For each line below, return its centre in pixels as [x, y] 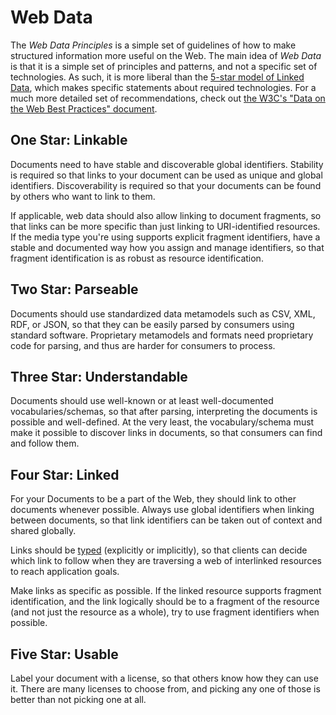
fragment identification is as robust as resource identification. [137, 258]
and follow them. [45, 443]
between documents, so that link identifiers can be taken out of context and [166, 520]
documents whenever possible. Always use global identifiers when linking [162, 510]
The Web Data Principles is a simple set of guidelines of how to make [153, 45]
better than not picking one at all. [78, 699]
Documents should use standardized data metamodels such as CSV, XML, [163, 313]
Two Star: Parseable [74, 289]
